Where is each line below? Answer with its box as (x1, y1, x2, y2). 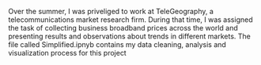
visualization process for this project (8, 49, 127, 57)
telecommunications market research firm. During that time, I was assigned (8, 15, 253, 24)
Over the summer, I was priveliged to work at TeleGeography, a (8, 7, 214, 16)
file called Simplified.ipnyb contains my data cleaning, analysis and (8, 40, 227, 49)
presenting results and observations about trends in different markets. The (8, 31, 251, 41)
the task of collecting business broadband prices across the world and (8, 23, 239, 32)
